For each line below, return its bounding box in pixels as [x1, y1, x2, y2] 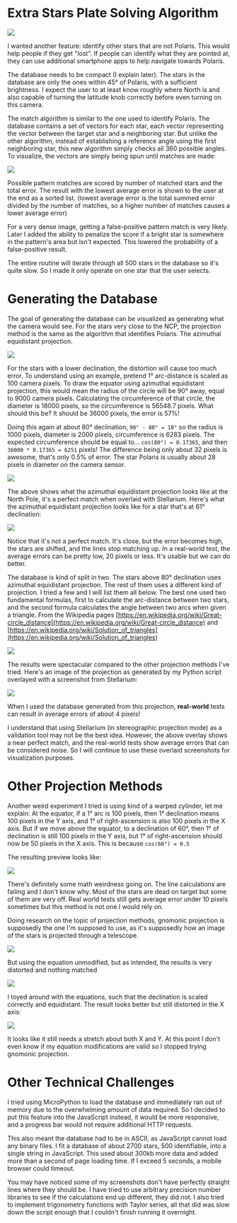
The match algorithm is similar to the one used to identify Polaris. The [7, 114, 210, 122]
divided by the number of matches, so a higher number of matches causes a [7, 201, 231, 209]
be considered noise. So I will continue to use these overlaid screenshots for [7, 746, 230, 754]
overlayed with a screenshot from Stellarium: [7, 675, 138, 683]
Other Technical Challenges [7, 1074, 175, 1090]
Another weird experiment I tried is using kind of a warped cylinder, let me [7, 801, 223, 810]
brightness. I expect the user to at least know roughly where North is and [7, 85, 221, 93]
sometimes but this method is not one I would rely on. [7, 902, 164, 910]
